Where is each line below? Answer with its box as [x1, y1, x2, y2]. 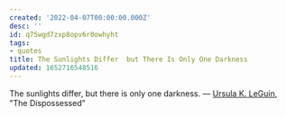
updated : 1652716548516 [9, 64, 99, 73]
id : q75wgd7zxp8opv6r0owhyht [9, 30, 119, 39]
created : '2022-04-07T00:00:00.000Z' [9, 13, 152, 22]
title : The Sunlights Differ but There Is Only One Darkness [9, 55, 248, 64]
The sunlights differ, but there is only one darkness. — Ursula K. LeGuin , [9, 87, 278, 99]
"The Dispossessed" [9, 97, 86, 108]
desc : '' [9, 22, 42, 31]
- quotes [9, 47, 42, 56]
